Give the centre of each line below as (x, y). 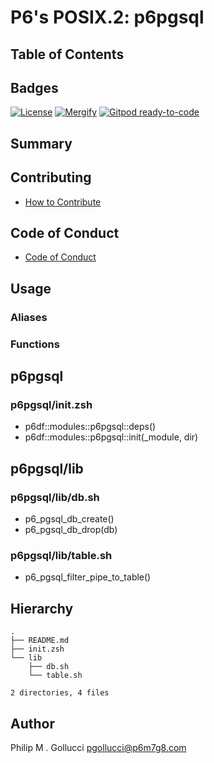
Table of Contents (67, 54)
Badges (34, 87)
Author (32, 723)
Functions (35, 344)
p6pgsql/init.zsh (51, 404)
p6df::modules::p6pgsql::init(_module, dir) (111, 437)
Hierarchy (42, 608)
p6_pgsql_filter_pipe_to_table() (88, 577)
